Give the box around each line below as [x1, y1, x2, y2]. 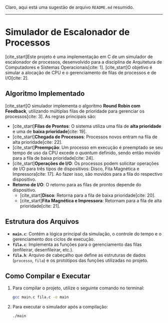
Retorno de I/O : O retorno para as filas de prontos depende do [12, 181, 141, 187]
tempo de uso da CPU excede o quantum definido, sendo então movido [12, 150, 160, 156]
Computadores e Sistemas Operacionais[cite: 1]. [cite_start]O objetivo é [5, 64, 152, 70]
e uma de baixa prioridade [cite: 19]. [12, 128, 87, 134]
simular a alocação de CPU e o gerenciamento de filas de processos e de [5, 70, 156, 76]
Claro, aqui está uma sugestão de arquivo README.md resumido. [5, 5, 134, 10]
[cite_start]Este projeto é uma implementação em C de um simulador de [5, 54, 153, 60]
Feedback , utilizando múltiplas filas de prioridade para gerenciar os [5, 108, 145, 114]
